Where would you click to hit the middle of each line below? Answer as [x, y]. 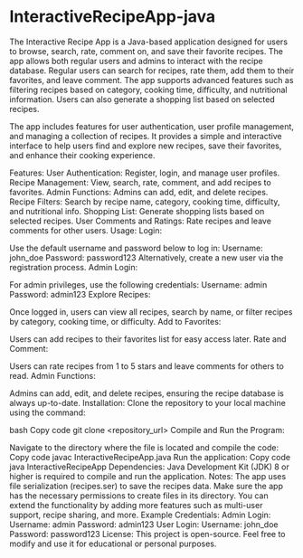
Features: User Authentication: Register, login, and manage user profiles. [145, 173]
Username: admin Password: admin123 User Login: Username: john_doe [144, 524]
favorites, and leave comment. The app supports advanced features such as [151, 80]
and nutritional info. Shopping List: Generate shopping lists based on [137, 211]
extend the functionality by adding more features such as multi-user [136, 505]
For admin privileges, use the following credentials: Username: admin [138, 284]
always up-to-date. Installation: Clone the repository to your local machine [148, 402]
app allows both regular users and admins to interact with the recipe [137, 61]
